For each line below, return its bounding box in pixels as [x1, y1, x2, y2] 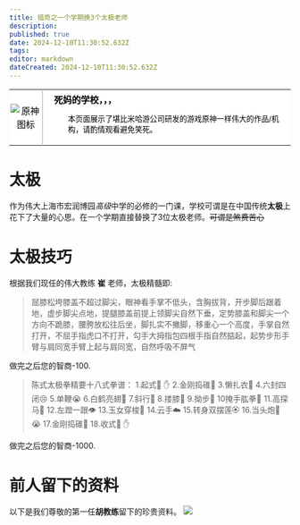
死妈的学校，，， [54, 93, 118, 106]
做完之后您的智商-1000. [9, 440, 96, 452]
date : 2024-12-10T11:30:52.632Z [9, 38, 129, 47]
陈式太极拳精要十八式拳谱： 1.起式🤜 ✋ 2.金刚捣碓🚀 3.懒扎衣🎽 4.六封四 [30, 379, 287, 390]
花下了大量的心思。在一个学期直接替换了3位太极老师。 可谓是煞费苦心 [9, 212, 265, 223]
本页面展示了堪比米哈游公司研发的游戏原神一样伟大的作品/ [68, 114, 272, 124]
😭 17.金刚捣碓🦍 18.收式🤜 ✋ [30, 419, 130, 429]
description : [9, 21, 58, 30]
